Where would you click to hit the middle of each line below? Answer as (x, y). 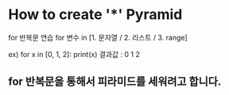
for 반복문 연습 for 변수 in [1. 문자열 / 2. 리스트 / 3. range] (98, 37)
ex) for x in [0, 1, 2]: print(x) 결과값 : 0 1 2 (74, 54)
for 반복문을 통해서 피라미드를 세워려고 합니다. (115, 82)
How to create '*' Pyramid (95, 15)
